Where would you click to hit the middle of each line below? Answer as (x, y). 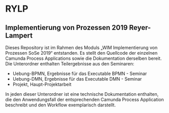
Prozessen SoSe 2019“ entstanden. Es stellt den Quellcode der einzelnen (81, 53)
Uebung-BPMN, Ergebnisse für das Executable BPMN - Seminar (80, 73)
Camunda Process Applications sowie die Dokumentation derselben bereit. (83, 58)
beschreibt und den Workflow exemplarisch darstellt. (60, 105)
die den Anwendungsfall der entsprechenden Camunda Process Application (84, 100)
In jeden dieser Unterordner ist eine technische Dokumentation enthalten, (82, 94)
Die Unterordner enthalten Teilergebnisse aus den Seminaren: (70, 64)
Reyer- (140, 28)
